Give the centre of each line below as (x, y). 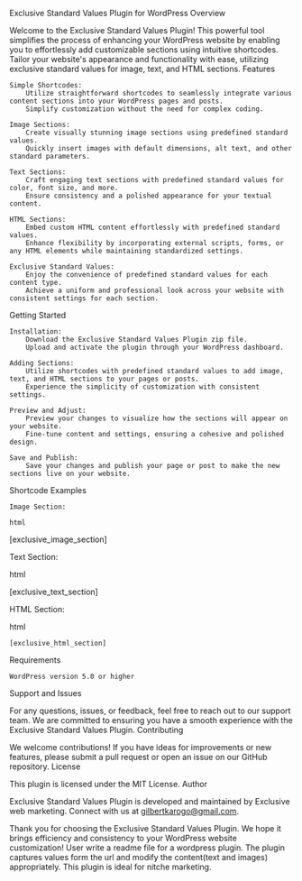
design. (24, 442)
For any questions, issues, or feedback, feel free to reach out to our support (150, 711)
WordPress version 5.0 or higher (72, 676)
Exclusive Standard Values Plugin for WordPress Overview (118, 13)
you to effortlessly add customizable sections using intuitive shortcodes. (144, 50)
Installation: (36, 332)
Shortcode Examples (48, 490)
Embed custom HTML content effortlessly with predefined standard (153, 227)
